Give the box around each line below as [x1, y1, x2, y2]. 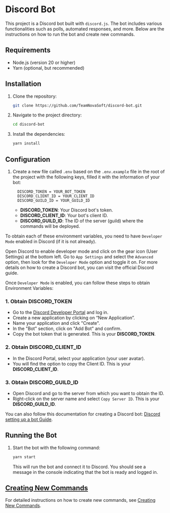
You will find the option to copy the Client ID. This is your [12, 360, 131, 367]
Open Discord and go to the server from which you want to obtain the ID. [12, 390, 164, 396]
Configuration [5, 155, 51, 164]
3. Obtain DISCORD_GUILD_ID [5, 379, 78, 386]
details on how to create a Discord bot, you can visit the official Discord [5, 264, 154, 270]
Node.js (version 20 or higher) [12, 59, 76, 66]
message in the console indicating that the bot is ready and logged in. [12, 469, 158, 475]
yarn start [12, 454, 36, 460]
